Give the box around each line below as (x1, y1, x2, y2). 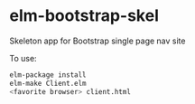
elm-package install (9, 70, 88, 80)
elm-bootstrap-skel (9, 5, 160, 26)
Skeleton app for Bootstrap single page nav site (9, 35, 186, 46)
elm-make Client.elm (9, 79, 88, 88)
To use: (9, 52, 38, 63)
